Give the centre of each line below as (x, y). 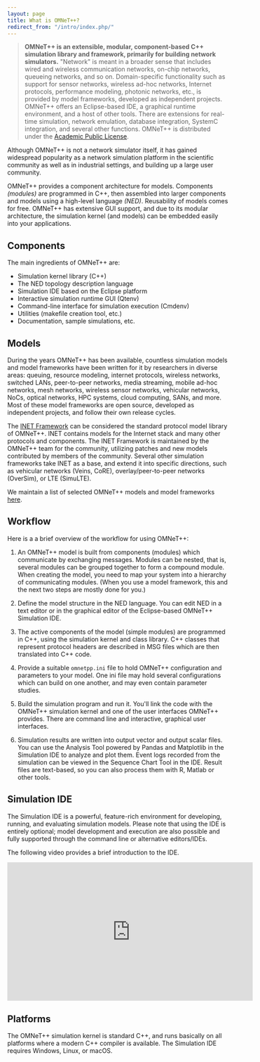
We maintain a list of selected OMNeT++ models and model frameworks (111, 492)
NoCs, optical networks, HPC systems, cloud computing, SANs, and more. (115, 397)
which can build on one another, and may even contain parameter (112, 682)
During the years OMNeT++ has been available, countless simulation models (117, 360)
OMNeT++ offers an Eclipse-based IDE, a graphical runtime (110, 107)
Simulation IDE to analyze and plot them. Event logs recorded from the (119, 755)
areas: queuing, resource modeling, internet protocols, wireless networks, (114, 375)
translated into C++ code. (54, 654)
